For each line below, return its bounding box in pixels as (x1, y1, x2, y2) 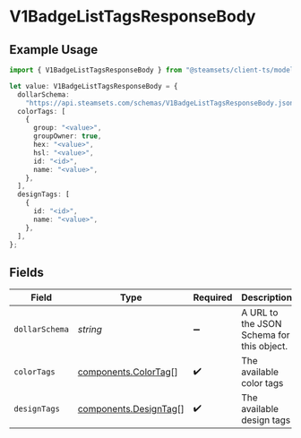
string (77, 323, 103, 336)
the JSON (241, 318, 282, 331)
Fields (9, 264, 45, 279)
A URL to (241, 306, 279, 319)
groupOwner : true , (32, 132, 102, 141)
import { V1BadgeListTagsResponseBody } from (9, 65, 182, 74)
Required (193, 291, 233, 304)
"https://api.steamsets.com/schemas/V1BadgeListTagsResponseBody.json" (25, 99, 298, 107)
